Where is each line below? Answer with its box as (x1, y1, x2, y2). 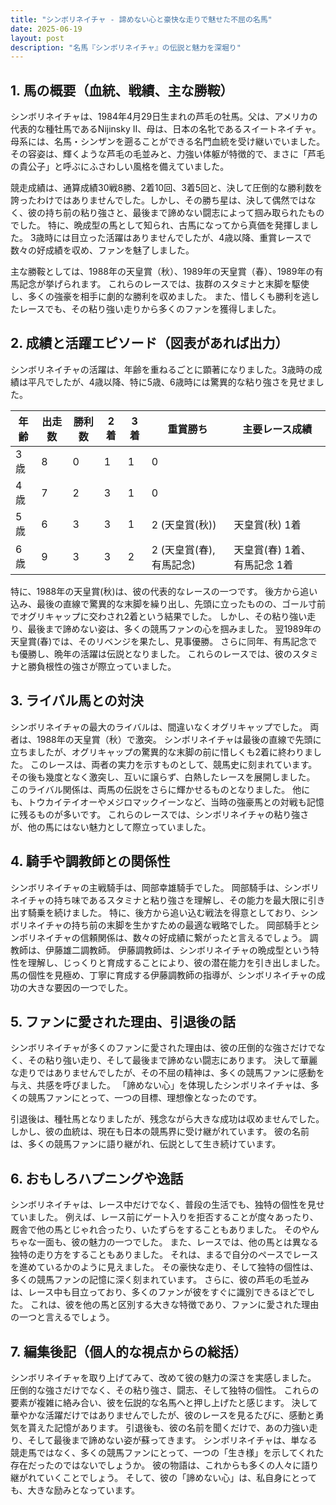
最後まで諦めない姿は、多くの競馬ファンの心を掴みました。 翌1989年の (27, 622, 322, 635)
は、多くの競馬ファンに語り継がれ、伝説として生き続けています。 (10, 1138, 282, 1150)
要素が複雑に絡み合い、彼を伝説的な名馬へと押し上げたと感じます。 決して (10, 1396, 318, 1408)
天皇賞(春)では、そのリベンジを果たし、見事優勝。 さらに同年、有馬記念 (10, 635, 309, 647)
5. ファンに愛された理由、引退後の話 (10, 1013, 236, 1030)
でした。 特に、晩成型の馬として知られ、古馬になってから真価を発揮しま (10, 219, 310, 231)
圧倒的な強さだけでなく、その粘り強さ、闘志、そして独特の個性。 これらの (10, 1384, 320, 1396)
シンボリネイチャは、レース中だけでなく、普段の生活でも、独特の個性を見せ (10, 1199, 325, 1211)
